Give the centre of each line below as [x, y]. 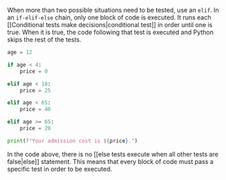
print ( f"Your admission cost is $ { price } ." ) [72, 141]
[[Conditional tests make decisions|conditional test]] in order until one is [110, 25]
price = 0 [34, 71]
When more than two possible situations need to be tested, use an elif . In [113, 10]
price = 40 [35, 109]
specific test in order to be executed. [60, 169]
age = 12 [20, 52]
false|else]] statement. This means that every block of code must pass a [110, 161]
